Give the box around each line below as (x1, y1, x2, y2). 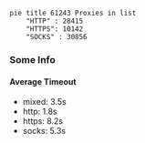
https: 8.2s (22, 116, 64, 127)
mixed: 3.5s (22, 97, 67, 107)
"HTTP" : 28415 (26, 16, 84, 26)
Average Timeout (9, 76, 77, 87)
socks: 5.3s (22, 126, 67, 137)
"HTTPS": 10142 (26, 25, 84, 34)
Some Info (9, 53, 57, 66)
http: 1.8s (22, 106, 57, 117)
